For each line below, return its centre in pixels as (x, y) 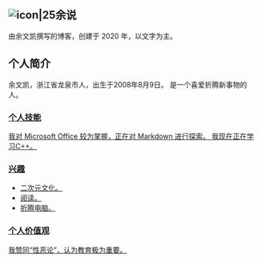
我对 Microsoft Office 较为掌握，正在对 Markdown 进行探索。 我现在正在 (128, 136)
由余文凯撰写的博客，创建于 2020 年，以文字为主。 (93, 36)
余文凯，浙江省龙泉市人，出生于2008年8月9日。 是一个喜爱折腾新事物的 (128, 84)
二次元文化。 (41, 188)
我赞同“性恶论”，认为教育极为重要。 (68, 250)
